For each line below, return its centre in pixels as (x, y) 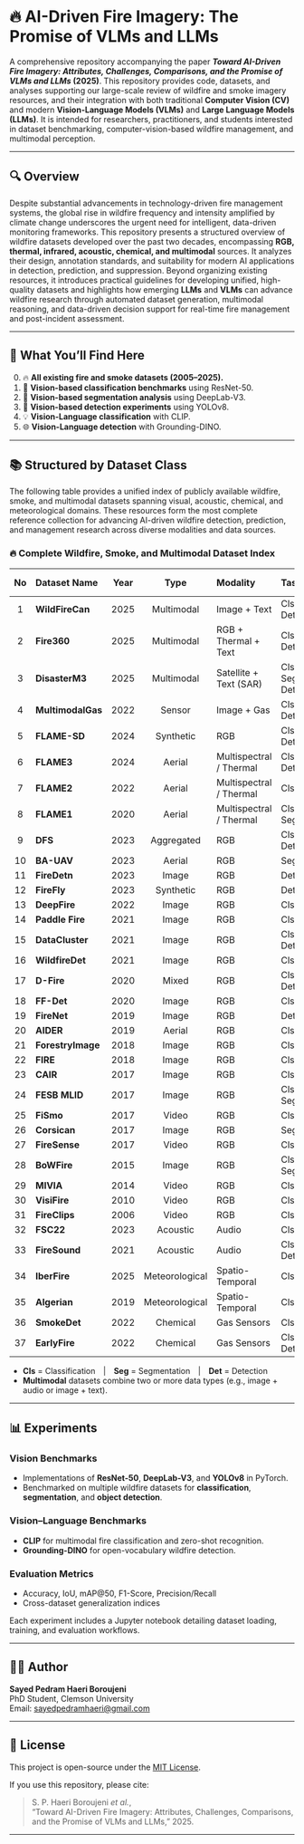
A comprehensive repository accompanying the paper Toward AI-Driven (145, 62)
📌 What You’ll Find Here (77, 355)
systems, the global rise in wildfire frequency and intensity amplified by (142, 212)
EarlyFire (55, 1342)
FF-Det (52, 1001)
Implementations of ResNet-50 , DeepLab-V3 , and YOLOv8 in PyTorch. (155, 1478)
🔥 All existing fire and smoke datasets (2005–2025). (123, 377)
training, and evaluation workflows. (75, 1630)
